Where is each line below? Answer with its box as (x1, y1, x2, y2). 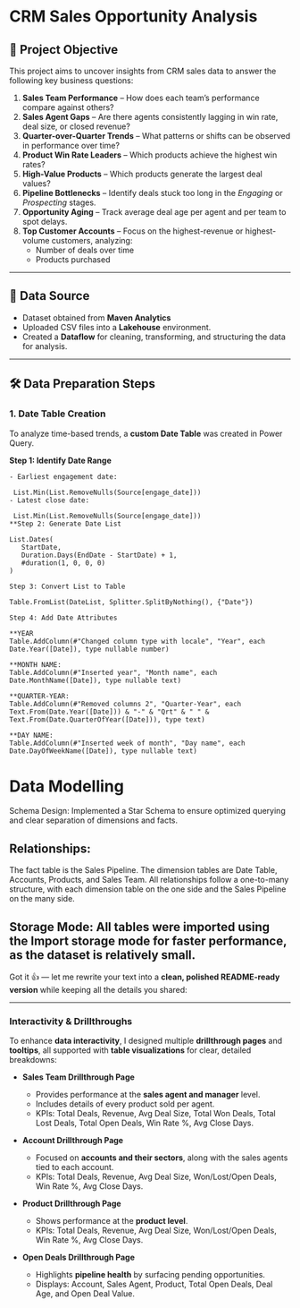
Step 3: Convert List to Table (9, 582, 126, 591)
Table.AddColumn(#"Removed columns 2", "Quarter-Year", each (9, 699, 242, 708)
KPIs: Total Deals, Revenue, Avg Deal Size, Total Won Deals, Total (35, 1108, 276, 1119)
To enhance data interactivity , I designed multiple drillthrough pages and (9, 1036, 283, 1047)
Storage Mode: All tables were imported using (9, 919, 271, 935)
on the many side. (9, 893, 76, 904)
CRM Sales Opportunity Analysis (9, 6, 258, 27)
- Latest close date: (9, 495, 90, 505)
